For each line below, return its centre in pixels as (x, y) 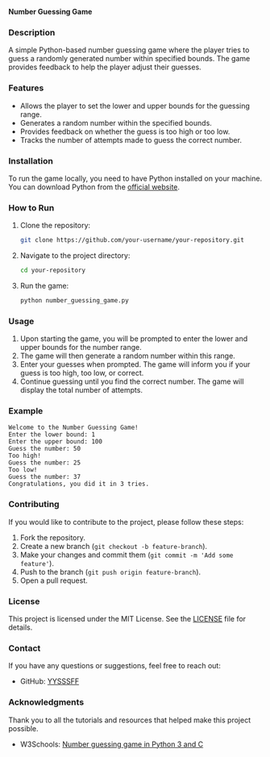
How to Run (31, 207)
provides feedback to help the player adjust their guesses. (105, 67)
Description (32, 32)
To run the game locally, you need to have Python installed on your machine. (135, 178)
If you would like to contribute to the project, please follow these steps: (126, 522)
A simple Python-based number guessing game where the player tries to (129, 50)
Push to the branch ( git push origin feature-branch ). (110, 572)
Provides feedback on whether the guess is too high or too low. (125, 131)
